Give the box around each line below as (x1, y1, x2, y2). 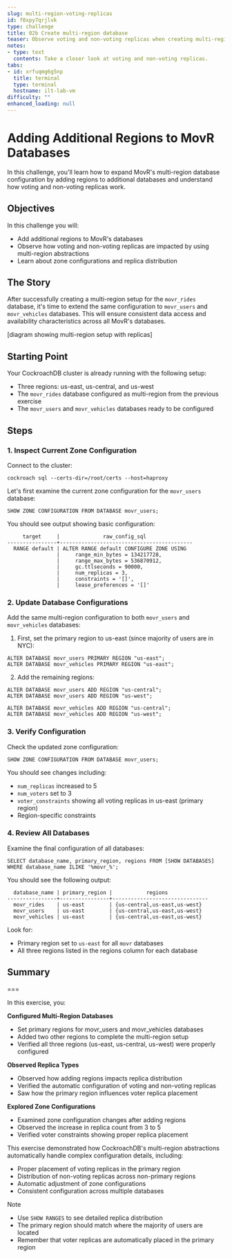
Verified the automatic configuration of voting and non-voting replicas (17, 1081, 216, 1090)
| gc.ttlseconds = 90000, (56, 563, 144, 570)
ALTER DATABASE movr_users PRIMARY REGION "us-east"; (7, 655, 166, 662)
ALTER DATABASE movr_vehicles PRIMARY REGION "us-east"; (7, 661, 175, 668)
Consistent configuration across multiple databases (17, 1187, 164, 1195)
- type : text (7, 49, 45, 56)
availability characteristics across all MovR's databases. (7, 317, 166, 326)
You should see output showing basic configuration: (7, 519, 155, 527)
